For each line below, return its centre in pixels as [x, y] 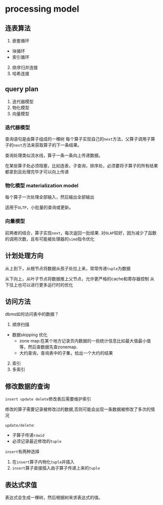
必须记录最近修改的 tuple [37, 441]
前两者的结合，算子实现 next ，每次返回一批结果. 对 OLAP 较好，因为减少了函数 [81, 233]
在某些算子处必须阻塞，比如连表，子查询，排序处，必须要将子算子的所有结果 [81, 166]
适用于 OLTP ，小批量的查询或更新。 [39, 207]
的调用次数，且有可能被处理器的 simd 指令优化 [50, 239]
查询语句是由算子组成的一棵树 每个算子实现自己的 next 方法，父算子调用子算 [80, 139]
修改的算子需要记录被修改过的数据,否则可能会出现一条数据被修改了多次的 [78, 409]
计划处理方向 [24, 256]
